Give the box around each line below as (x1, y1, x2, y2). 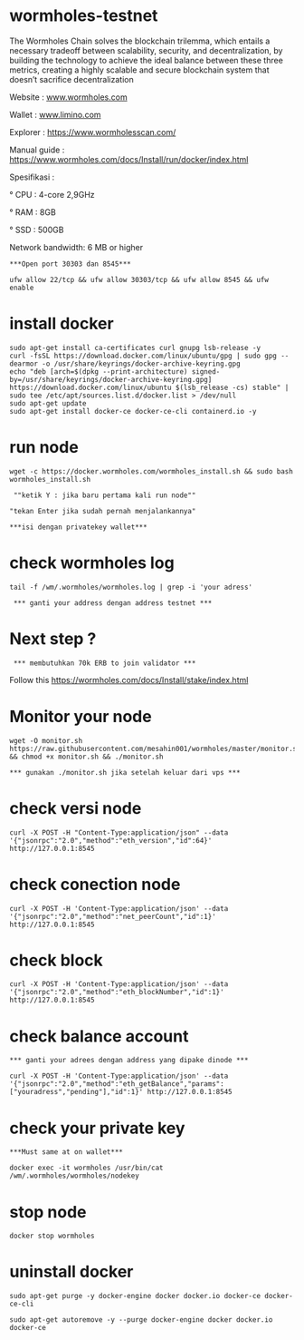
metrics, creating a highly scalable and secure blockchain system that (9, 64, 270, 75)
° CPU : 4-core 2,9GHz (9, 189, 95, 200)
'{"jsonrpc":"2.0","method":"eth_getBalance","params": (9, 1080, 224, 1089)
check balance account (9, 1026, 189, 1046)
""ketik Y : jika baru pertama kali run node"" (13, 491, 196, 500)
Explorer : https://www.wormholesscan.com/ (9, 126, 176, 137)
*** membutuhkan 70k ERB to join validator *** (13, 659, 196, 668)
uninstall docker (9, 1262, 134, 1282)
